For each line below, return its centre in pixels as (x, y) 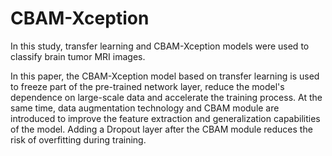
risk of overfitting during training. (78, 139)
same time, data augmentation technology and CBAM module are (145, 108)
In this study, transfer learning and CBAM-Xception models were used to (160, 46)
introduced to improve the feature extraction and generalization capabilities (165, 118)
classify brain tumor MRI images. (78, 56)
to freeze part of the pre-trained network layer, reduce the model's (147, 86)
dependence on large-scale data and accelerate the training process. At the (166, 97)
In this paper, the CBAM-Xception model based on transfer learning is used (165, 76)
